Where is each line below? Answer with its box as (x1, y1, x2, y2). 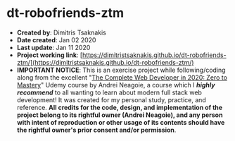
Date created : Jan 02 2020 (16, 35, 96, 44)
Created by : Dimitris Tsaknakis (16, 28, 106, 37)
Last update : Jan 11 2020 (16, 43, 91, 51)
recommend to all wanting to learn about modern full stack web (16, 88, 202, 97)
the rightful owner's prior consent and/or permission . (16, 125, 177, 134)
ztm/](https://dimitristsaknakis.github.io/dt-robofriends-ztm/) (16, 58, 194, 66)
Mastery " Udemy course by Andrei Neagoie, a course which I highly (16, 80, 215, 89)
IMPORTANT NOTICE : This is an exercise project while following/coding (16, 66, 226, 74)
